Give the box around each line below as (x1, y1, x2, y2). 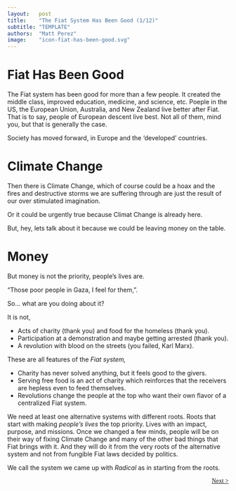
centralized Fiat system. (17, 399, 87, 407)
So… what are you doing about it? (7, 299, 105, 307)
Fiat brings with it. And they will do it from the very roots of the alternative (7, 442, 221, 451)
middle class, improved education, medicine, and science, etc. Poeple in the (7, 98, 228, 106)
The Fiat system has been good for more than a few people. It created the (7, 90, 221, 99)
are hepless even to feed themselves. (17, 383, 126, 392)
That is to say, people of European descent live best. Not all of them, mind (7, 113, 221, 121)
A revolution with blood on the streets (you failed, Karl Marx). (17, 341, 195, 349)
